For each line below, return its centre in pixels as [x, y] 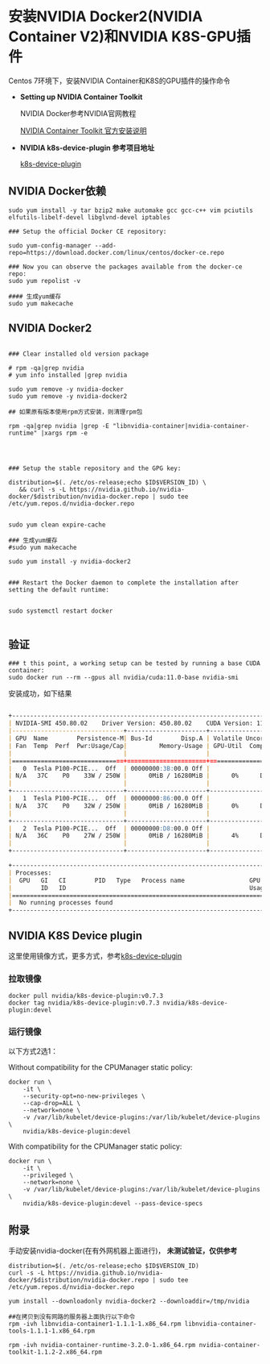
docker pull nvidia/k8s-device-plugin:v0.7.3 [86, 996]
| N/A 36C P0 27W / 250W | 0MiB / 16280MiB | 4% [124, 836]
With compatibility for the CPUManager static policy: [95, 1146]
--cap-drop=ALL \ [52, 1103]
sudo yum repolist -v [45, 281]
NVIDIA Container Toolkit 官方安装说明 [83, 131]
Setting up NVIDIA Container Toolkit [81, 97]
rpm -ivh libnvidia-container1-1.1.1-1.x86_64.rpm [95, 1324]
